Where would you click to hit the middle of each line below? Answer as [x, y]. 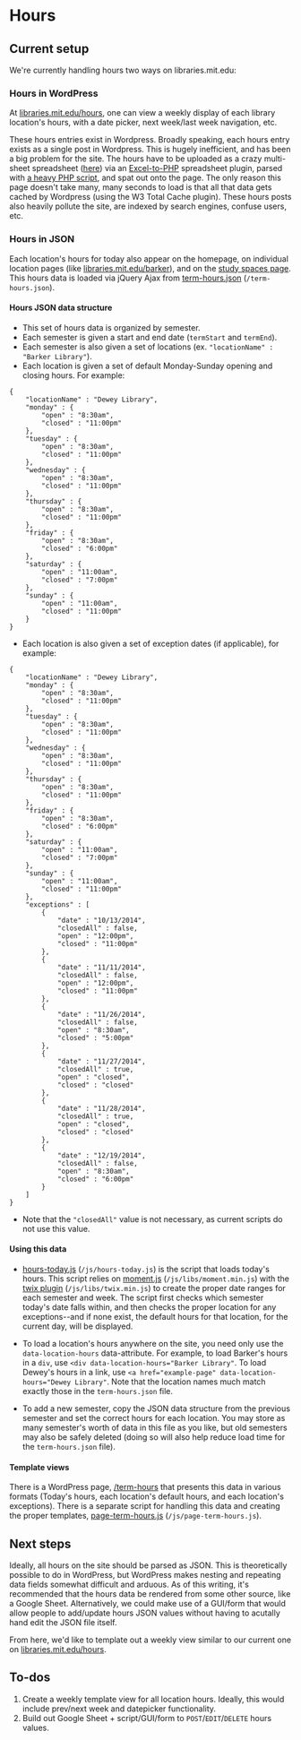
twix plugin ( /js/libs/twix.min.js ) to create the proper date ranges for [154, 1288]
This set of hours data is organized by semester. [111, 327]
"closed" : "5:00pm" [95, 1038]
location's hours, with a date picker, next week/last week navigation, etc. [143, 123]
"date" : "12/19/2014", [101, 1155]
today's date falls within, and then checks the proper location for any [149, 1307]
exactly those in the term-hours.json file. [97, 1391]
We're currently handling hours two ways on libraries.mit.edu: [123, 70]
